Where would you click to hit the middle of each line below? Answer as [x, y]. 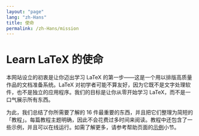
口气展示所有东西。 [30, 100]
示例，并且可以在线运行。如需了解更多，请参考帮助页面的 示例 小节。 [95, 127]
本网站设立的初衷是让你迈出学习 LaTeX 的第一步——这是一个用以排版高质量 [99, 78]
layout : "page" [25, 12]
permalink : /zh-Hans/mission [43, 28]
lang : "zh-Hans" [26, 17]
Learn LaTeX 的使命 [55, 60]
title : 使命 [20, 23]
